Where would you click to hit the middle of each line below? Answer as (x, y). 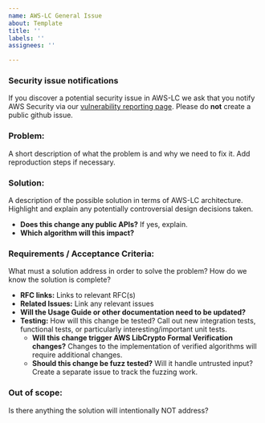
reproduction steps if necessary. (62, 162)
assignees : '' (32, 46)
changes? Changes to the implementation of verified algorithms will (144, 347)
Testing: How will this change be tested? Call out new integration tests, (138, 321)
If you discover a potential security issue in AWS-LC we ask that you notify (132, 98)
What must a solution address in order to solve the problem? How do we (128, 271)
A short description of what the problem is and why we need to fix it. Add (129, 153)
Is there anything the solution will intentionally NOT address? (108, 410)
